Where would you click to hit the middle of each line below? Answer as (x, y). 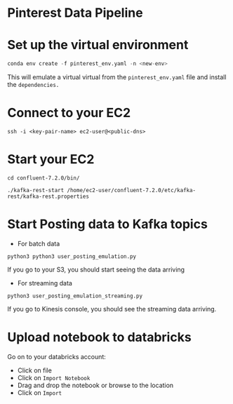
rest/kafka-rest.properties (48, 196)
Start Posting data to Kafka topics (108, 224)
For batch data (39, 243)
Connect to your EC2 (69, 113)
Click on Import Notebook (54, 377)
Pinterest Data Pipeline (75, 13)
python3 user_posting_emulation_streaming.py (75, 296)
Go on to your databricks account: (57, 356)
